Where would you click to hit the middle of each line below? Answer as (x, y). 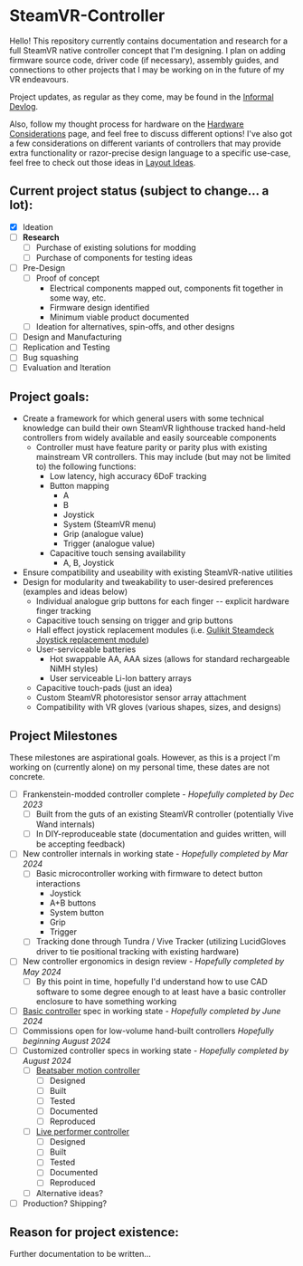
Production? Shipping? (64, 1203)
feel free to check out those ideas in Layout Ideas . (103, 162)
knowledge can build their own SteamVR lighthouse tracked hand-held (154, 428)
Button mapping (79, 486)
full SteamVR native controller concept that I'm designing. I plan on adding (148, 50)
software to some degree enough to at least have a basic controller (161, 992)
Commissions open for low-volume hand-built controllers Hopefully (148, 1031)
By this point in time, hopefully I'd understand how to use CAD (152, 981)
